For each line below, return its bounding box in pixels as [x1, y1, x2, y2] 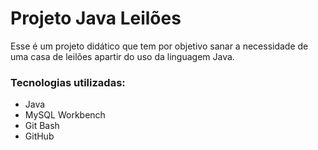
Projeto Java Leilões [10, 7, 182, 30]
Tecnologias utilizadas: [10, 75, 126, 89]
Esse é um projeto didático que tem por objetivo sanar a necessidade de [10, 40, 309, 52]
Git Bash [24, 120, 60, 132]
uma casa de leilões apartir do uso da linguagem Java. [10, 50, 235, 62]
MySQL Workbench [24, 109, 106, 121]
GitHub [24, 130, 55, 142]
